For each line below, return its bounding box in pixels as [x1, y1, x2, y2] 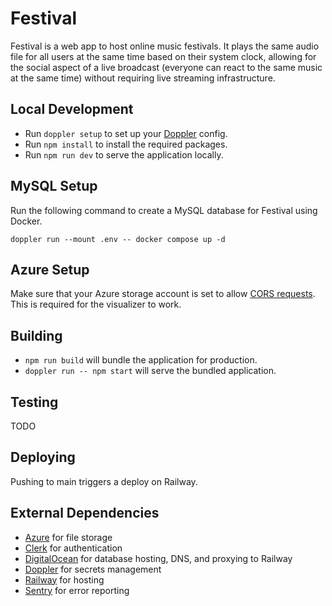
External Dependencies [10, 505, 160, 522]
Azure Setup [10, 261, 90, 278]
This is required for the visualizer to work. [10, 298, 182, 311]
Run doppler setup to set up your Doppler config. [24, 127, 228, 139]
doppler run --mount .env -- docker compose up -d [10, 234, 226, 244]
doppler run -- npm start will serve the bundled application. [24, 365, 277, 377]
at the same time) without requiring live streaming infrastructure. [10, 72, 276, 84]
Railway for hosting [24, 573, 105, 586]
